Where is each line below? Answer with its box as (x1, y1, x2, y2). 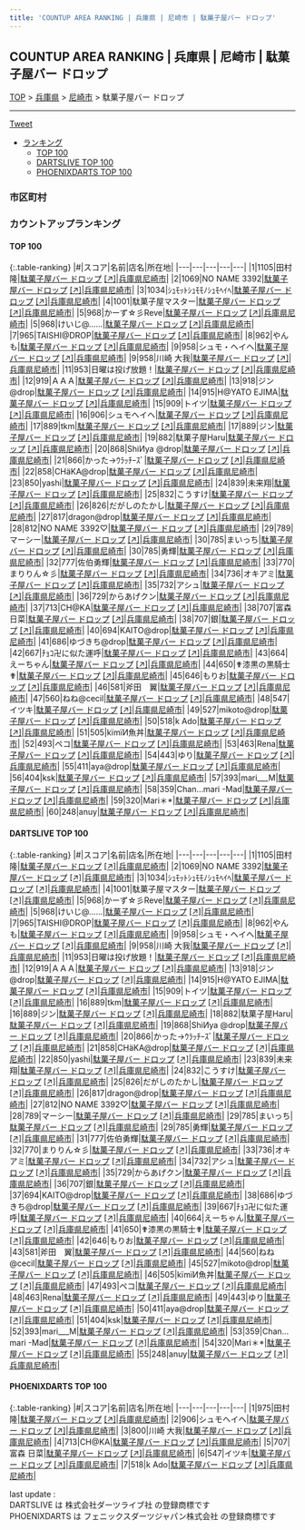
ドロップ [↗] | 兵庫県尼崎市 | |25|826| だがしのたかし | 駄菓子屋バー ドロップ (9, 1076, 283, 1087)
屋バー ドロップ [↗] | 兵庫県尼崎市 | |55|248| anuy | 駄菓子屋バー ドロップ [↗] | (9, 1349, 289, 1359)
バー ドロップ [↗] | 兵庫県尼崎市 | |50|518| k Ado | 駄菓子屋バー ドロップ (25, 716, 281, 727)
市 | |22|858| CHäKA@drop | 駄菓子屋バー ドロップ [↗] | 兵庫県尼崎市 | (9, 466, 259, 477)
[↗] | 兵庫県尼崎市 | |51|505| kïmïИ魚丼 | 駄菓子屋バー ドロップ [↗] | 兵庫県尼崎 (9, 727, 286, 738)
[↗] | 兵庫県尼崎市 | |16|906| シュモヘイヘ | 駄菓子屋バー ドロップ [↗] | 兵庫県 (9, 409, 281, 420)
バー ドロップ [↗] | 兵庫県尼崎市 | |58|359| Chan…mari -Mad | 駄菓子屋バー (25, 784, 293, 795)
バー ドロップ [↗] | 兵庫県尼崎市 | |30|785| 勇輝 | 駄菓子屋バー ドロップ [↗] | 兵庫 (9, 545, 294, 556)
